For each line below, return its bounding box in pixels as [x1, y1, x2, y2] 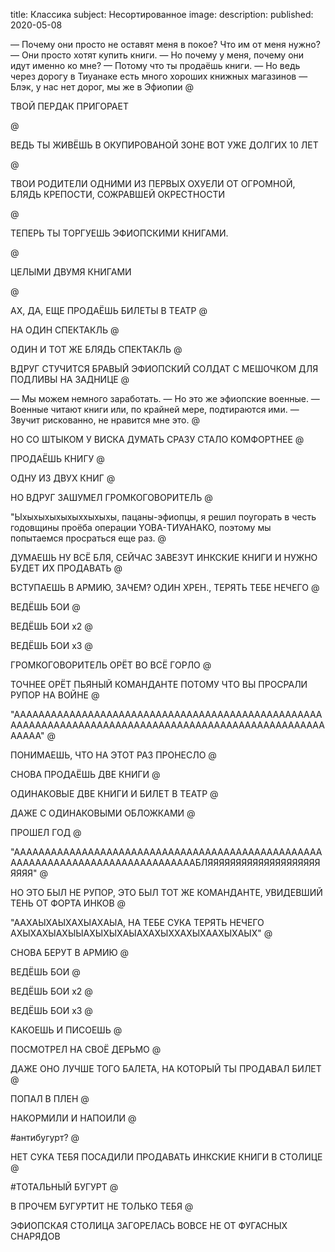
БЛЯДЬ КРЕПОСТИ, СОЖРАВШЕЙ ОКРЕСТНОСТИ [10, 189, 226, 200]
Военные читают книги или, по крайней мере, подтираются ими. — [10, 404, 300, 415]
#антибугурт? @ [10, 1132, 80, 1143]
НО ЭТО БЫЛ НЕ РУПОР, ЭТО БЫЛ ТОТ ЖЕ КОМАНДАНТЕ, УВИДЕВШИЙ [10, 887, 323, 898]
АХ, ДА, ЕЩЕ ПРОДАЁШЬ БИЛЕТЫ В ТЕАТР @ [10, 305, 208, 316]
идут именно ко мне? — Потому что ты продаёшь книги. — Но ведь [10, 60, 301, 71]
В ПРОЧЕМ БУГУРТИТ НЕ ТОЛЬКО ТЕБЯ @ [10, 1200, 194, 1212]
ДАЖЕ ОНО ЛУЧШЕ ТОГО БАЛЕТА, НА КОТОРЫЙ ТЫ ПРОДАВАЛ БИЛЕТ [10, 1063, 322, 1074]
